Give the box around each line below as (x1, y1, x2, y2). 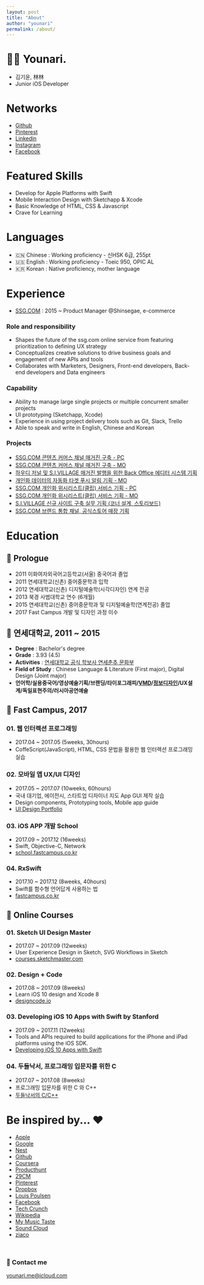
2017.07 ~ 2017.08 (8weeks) (15, 1077, 85, 1084)
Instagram (15, 141, 41, 149)
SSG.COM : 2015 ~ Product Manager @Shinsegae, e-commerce (15, 307, 175, 314)
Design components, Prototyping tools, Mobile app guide (15, 798, 158, 806)
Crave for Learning (15, 209, 63, 216)
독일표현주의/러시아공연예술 (22, 687, 88, 694)
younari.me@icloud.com (6, 1272, 68, 1279)
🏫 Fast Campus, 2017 (6, 705, 88, 715)
